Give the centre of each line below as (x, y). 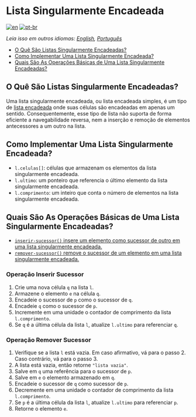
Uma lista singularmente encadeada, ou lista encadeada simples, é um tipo (97, 101)
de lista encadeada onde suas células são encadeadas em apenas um (90, 107)
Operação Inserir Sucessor (45, 274)
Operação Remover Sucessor (49, 340)
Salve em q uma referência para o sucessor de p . (73, 371)
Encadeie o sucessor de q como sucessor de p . (71, 384)
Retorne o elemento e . (41, 408)
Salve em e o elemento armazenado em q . (65, 377)
